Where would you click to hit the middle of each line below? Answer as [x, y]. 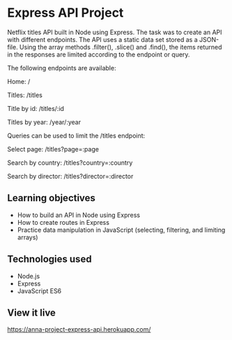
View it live [31, 312]
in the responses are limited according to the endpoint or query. [99, 54]
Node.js [29, 276]
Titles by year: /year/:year [44, 122]
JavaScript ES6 [39, 290]
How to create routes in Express [63, 222]
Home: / [19, 81]
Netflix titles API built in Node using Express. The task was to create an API [115, 32]
